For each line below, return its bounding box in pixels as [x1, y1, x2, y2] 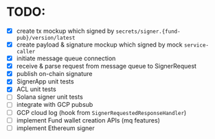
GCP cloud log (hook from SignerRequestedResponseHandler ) [16, 108, 187, 116]
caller [16, 49, 36, 55]
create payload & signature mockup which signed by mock [16, 40, 183, 49]
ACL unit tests [16, 85, 56, 93]
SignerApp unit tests [16, 77, 74, 86]
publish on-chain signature [16, 70, 93, 78]
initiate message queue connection [16, 54, 116, 62]
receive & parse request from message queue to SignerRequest [16, 62, 197, 71]
